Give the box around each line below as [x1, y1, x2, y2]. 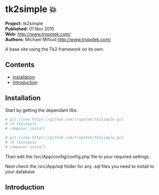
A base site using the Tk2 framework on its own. [5, 46, 105, 52]
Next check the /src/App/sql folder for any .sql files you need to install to [5, 163, 155, 169]
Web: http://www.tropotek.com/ [5, 31, 71, 37]
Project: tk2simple [5, 20, 43, 26]
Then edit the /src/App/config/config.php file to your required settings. [5, 153, 151, 159]
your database [5, 168, 35, 174]
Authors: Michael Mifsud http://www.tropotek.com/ [5, 36, 111, 42]
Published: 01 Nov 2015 [5, 26, 54, 32]
